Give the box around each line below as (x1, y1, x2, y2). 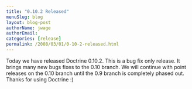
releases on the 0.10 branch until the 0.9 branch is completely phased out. (6, 70, 184, 77)
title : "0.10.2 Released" (6, 8, 69, 15)
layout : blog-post (6, 19, 51, 25)
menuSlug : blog (6, 14, 43, 20)
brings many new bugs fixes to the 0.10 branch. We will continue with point (6, 63, 186, 70)
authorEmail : (6, 30, 38, 36)
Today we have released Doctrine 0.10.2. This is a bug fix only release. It (6, 57, 180, 64)
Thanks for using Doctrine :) (6, 76, 74, 83)
